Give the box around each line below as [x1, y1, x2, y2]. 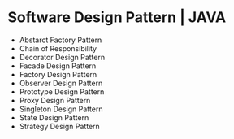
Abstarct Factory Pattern [19, 35, 102, 45]
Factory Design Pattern [19, 69, 97, 79]
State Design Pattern [19, 112, 89, 122]
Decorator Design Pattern [19, 52, 106, 62]
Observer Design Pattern [19, 78, 103, 88]
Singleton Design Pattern [19, 104, 103, 114]
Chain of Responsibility [19, 43, 97, 53]
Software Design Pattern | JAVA [7, 8, 227, 27]
